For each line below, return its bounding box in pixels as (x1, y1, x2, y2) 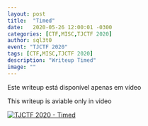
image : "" (7, 63, 37, 70)
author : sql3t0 (7, 37, 52, 44)
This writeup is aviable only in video (7, 97, 112, 105)
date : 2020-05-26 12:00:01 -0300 (7, 23, 113, 31)
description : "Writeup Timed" (7, 57, 97, 64)
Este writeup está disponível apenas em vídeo (7, 83, 142, 91)
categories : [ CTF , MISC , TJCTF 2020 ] (7, 30, 113, 38)
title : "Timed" (7, 17, 55, 24)
